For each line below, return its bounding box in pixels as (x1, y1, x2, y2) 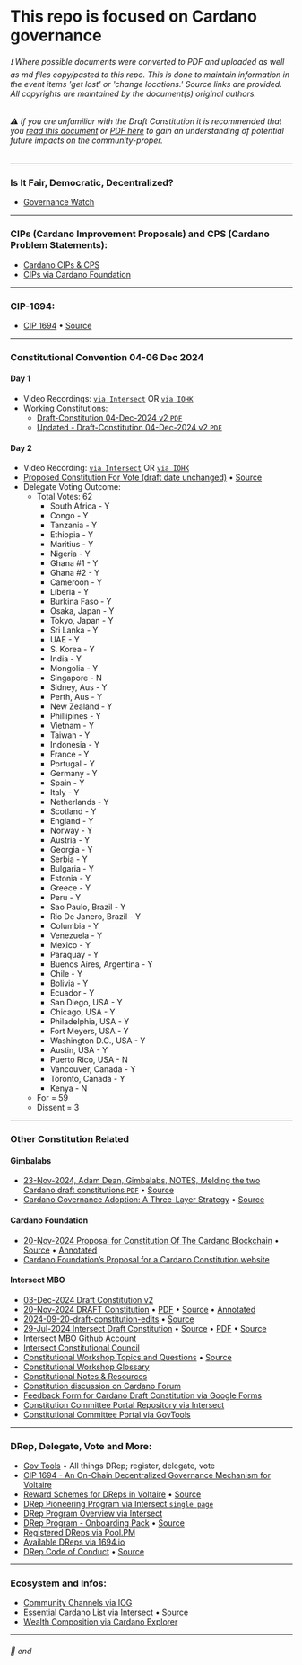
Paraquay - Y (49, 950, 99, 961)
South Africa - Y (49, 500, 110, 511)
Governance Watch (22, 197, 95, 208)
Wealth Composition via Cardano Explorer (22, 1616, 178, 1627)
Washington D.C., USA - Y (49, 1035, 146, 1046)
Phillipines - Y (49, 711, 101, 722)
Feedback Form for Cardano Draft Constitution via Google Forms (22, 1390, 263, 1401)
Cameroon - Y (49, 577, 102, 588)
